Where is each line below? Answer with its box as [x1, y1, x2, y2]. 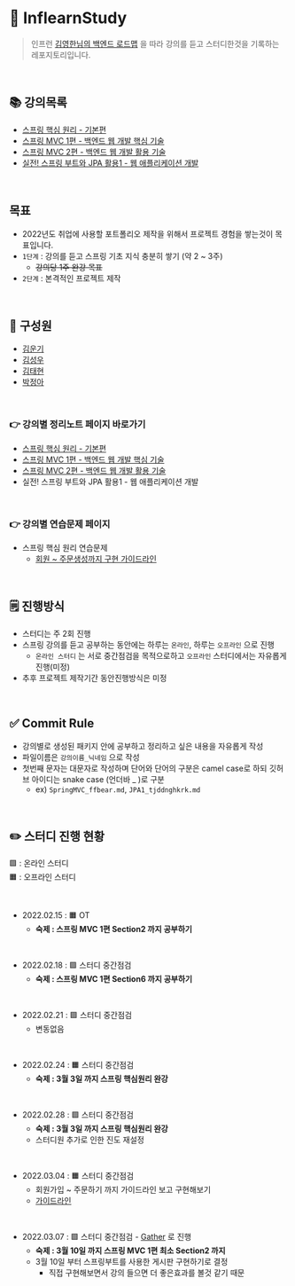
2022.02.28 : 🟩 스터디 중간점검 [21, 1110, 135, 1120]
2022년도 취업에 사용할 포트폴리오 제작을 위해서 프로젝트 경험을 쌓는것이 [21, 228, 274, 239]
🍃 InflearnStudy [9, 8, 128, 28]
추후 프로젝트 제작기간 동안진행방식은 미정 [21, 672, 167, 683]
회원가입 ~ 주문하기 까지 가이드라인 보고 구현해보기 [35, 1184, 211, 1196]
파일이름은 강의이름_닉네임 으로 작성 [21, 751, 140, 762]
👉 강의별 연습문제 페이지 [9, 518, 111, 530]
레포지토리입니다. [30, 49, 91, 60]
